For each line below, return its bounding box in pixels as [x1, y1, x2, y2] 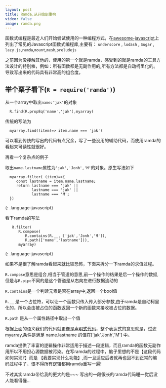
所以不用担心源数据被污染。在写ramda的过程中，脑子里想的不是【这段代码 [9, 349, 161, 354]
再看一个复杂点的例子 [5, 154, 48, 160]
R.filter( [11, 225, 32, 230]
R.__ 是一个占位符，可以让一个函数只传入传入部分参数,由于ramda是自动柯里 [5, 299, 160, 305]
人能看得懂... [5, 378, 31, 384]
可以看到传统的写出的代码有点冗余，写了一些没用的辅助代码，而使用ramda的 [5, 138, 161, 144]
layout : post [5, 7, 32, 12]
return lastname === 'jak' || [16, 183, 79, 188]
